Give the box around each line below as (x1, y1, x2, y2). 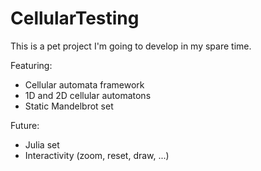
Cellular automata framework (24, 78, 145, 91)
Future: (10, 119, 40, 131)
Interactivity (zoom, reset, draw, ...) (24, 149, 170, 161)
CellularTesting (10, 7, 140, 30)
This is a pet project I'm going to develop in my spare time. (10, 40, 252, 52)
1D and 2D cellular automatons (24, 89, 152, 101)
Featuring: (10, 59, 53, 71)
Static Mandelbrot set (24, 100, 114, 112)
